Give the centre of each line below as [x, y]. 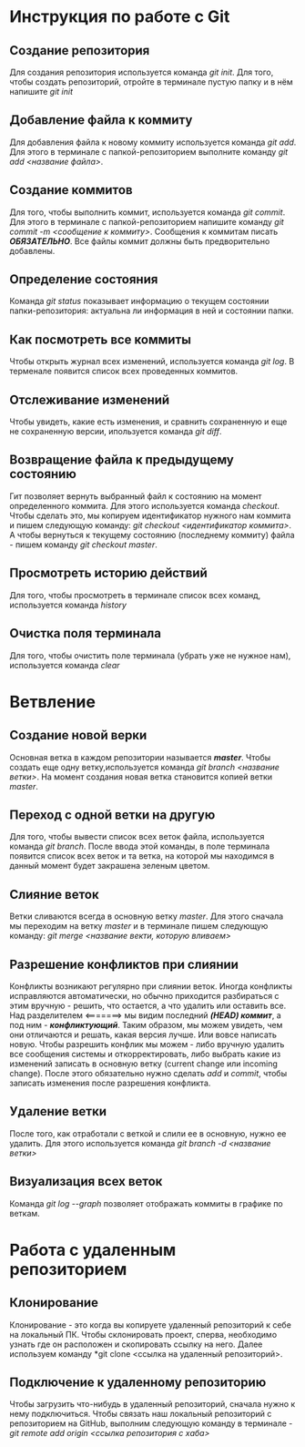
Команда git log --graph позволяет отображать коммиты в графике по [147, 1203]
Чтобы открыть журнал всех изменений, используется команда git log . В [152, 362]
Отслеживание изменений [90, 399]
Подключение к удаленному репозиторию [138, 1382]
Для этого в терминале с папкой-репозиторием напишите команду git [147, 221]
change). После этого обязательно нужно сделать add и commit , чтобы [148, 1073]
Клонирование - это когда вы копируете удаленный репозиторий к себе [150, 1325]
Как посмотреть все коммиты [100, 339]
